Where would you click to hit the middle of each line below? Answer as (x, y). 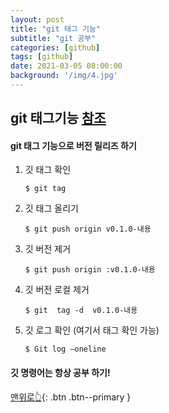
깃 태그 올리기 (51, 208)
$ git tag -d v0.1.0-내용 (81, 311)
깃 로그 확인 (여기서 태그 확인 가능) (92, 330)
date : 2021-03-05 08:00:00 (66, 66)
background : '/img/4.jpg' (64, 76)
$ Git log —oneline (65, 349)
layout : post (37, 19)
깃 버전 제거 (48, 249)
